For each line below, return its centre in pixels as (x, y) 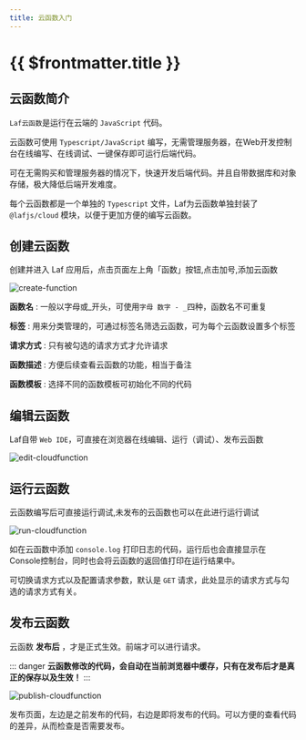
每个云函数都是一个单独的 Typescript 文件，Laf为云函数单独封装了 (134, 203)
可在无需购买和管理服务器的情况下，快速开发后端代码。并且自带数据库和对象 (153, 172)
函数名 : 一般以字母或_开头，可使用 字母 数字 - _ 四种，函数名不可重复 (138, 307)
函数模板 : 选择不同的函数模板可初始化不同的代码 (101, 385)
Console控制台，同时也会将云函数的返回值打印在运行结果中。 (125, 560)
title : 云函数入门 (41, 18)
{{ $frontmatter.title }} (95, 62)
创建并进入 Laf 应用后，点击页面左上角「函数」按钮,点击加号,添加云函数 (143, 270)
